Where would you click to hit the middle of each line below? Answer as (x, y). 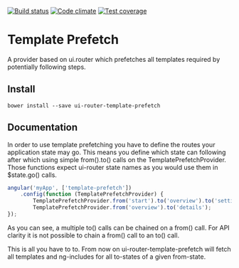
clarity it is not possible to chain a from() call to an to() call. (94, 235)
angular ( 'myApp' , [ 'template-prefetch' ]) (70, 188)
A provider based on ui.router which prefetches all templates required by (114, 59)
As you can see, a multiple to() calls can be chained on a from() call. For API (118, 227)
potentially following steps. (47, 67)
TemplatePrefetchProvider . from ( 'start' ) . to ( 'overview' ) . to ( (124, 201)
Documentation (43, 128)
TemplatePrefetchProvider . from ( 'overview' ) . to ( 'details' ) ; (122, 208)
